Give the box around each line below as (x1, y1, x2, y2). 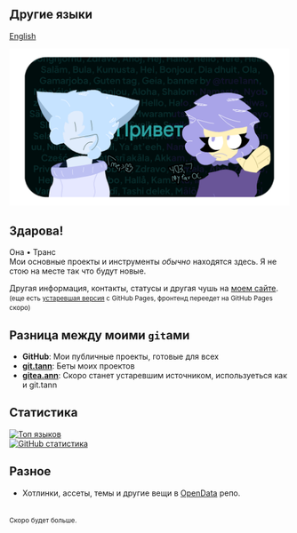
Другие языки (9, 7, 93, 22)
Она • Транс (9, 247, 56, 258)
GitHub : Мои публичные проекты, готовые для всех (21, 351, 220, 362)
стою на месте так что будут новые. (9, 266, 147, 276)
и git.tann (21, 379, 58, 390)
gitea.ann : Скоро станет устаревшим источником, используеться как (21, 370, 287, 380)
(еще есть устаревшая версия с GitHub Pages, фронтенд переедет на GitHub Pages (9, 294, 273, 303)
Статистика (9, 405, 78, 420)
